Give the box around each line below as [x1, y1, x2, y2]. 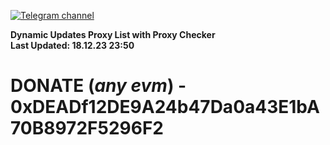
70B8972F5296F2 [10, 117, 164, 140]
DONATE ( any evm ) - [10, 75, 187, 97]
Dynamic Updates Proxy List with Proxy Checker [10, 29, 216, 40]
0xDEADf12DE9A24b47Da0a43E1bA [10, 96, 320, 119]
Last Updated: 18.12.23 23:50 [10, 40, 135, 51]
